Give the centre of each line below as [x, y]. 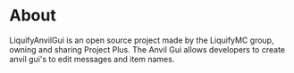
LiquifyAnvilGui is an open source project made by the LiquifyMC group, [142, 40]
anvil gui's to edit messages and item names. [92, 59]
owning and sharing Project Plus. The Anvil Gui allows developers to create [147, 49]
